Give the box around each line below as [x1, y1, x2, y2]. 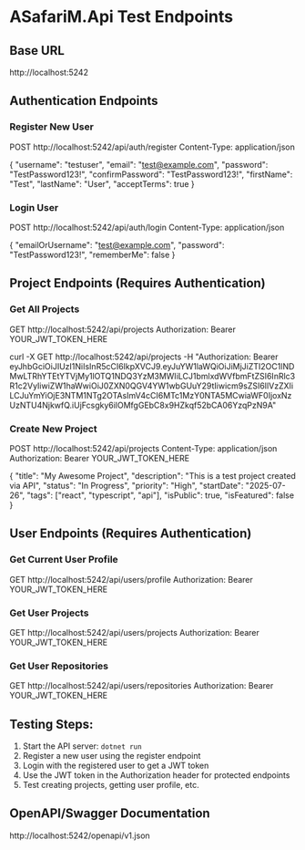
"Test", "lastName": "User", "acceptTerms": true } [9, 178, 196, 189]
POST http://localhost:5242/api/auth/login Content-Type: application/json [9, 222, 285, 233]
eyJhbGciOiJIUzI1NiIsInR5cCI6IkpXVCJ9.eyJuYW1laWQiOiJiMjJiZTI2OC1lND [9, 360, 295, 371]
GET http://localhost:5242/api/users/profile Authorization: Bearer [9, 574, 253, 585]
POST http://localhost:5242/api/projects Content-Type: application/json [9, 442, 278, 453]
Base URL [9, 43, 66, 58]
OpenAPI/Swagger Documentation [9, 805, 211, 822]
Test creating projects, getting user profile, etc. [22, 780, 199, 791]
